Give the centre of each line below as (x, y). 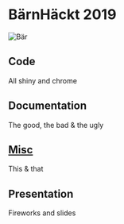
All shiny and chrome (43, 80)
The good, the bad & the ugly (56, 125)
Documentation (48, 106)
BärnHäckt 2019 (62, 15)
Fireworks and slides (42, 213)
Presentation (41, 193)
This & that (26, 169)
